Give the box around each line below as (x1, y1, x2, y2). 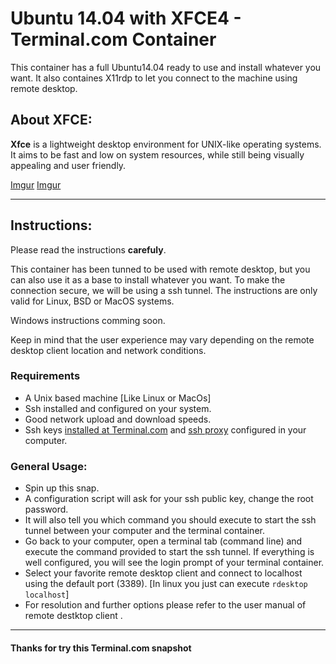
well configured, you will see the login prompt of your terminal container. (24, 557, 325, 569)
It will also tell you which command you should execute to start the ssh (24, 514, 317, 526)
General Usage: (10, 459, 88, 473)
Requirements (10, 369, 81, 383)
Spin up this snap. (24, 482, 100, 494)
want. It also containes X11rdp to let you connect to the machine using (10, 72, 298, 84)
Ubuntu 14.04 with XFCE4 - (10, 7, 242, 30)
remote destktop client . (24, 610, 123, 622)
